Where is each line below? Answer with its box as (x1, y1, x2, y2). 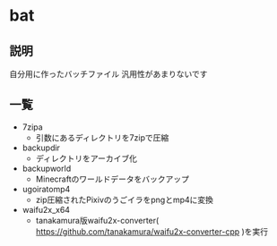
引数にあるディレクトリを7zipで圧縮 (35, 131, 169, 143)
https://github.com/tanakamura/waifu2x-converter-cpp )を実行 (35, 225, 269, 237)
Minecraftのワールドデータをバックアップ (35, 174, 190, 184)
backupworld (22, 163, 72, 174)
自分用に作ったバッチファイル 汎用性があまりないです (9, 69, 208, 79)
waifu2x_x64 (22, 204, 70, 215)
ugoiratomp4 (22, 183, 71, 194)
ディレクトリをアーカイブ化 (35, 153, 137, 164)
